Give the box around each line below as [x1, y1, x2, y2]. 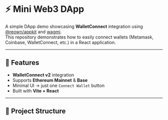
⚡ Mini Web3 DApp [5, 3, 84, 15]
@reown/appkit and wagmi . [5, 28, 62, 34]
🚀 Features [5, 58, 39, 67]
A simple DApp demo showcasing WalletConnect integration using [5, 23, 143, 29]
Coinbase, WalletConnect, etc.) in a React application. [5, 39, 116, 45]
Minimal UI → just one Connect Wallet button [12, 82, 105, 88]
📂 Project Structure [5, 107, 66, 115]
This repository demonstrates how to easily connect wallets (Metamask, [5, 34, 153, 40]
